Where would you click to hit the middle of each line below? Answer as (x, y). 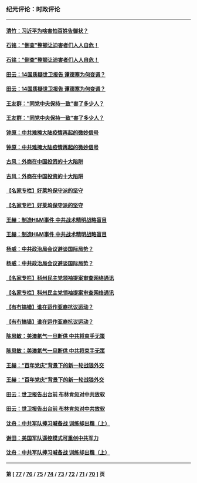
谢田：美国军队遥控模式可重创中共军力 (52, 438)
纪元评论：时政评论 (33, 9)
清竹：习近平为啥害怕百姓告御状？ (47, 31)
